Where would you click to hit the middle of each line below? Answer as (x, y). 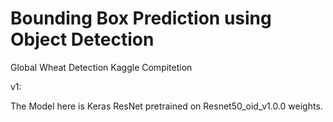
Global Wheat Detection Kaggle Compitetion (101, 67)
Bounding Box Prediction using (141, 18)
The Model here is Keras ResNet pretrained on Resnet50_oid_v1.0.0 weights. (166, 106)
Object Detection (82, 39)
